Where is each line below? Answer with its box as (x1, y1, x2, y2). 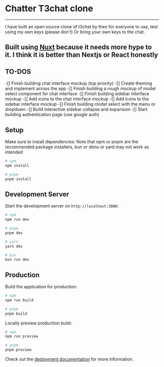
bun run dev (5, 257, 29, 262)
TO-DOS (5, 67, 31, 76)
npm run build (5, 298, 34, 302)
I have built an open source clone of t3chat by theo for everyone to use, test (5, 23, 158, 29)
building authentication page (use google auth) (5, 112, 100, 117)
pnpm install (5, 177, 32, 182)
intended (5, 149, 23, 155)
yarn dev (5, 244, 23, 249)
